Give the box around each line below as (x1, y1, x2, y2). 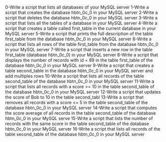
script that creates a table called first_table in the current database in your (5, 25, 156, 31)
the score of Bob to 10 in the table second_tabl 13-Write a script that (5, 94, 144, 100)
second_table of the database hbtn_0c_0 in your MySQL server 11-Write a (5, 78, 155, 84)
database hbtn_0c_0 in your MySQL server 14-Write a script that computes (5, 105, 157, 111)
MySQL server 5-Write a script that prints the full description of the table (5, 31, 153, 36)
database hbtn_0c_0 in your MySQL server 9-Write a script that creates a (5, 62, 154, 68)
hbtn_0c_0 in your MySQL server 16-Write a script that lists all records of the (5, 126, 161, 132)
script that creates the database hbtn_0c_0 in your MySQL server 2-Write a (5, 9, 158, 15)
